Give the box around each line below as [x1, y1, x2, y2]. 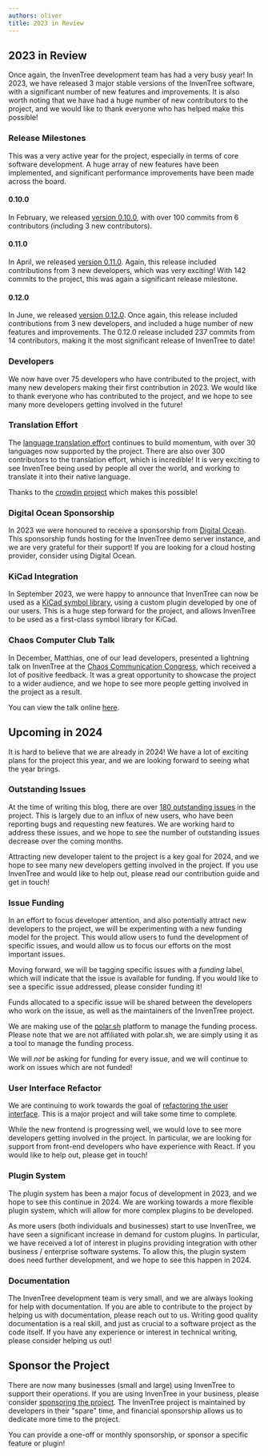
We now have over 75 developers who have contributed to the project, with [8, 374, 256, 384]
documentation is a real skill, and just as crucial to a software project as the [8, 1319, 257, 1328]
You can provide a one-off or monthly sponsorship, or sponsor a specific [8, 1430, 249, 1439]
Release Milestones [8, 133, 86, 144]
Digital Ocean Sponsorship [8, 507, 114, 518]
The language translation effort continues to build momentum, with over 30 [8, 437, 256, 447]
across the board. [8, 176, 66, 186]
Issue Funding [8, 897, 65, 908]
